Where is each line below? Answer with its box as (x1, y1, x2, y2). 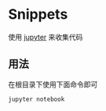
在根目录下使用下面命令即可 (8, 80, 98, 89)
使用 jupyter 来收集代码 (8, 32, 83, 41)
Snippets (8, 5, 68, 23)
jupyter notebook (8, 95, 65, 103)
